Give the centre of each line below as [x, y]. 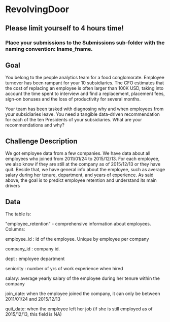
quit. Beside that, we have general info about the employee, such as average [85, 170]
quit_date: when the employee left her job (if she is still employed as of [79, 309]
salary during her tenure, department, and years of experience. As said [79, 175]
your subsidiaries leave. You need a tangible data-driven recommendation [82, 114]
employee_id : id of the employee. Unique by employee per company [77, 239]
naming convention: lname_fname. [49, 49]
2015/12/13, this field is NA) [33, 314]
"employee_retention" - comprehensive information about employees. [78, 223]
